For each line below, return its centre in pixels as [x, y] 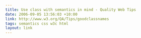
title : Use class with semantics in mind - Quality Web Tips [71, 10]
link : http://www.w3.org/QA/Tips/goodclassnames [57, 19]
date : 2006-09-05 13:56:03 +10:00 [42, 14]
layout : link [19, 28]
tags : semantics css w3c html [37, 23]
